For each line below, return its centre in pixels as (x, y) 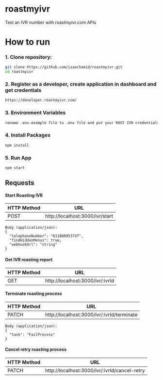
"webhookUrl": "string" (33, 245)
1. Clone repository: (29, 57)
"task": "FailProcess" (32, 334)
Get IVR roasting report (29, 260)
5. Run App (18, 158)
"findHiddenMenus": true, (36, 240)
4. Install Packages (28, 135)
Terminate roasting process (33, 294)
